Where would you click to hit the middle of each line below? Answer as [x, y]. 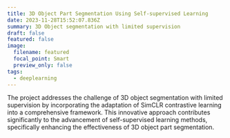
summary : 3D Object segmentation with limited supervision [94, 26]
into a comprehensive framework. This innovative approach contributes [109, 112]
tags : [15, 71]
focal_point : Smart [41, 59]
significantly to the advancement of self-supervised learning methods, [107, 120]
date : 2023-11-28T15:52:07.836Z [54, 20]
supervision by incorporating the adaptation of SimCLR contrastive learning [115, 105]
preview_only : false [43, 65]
